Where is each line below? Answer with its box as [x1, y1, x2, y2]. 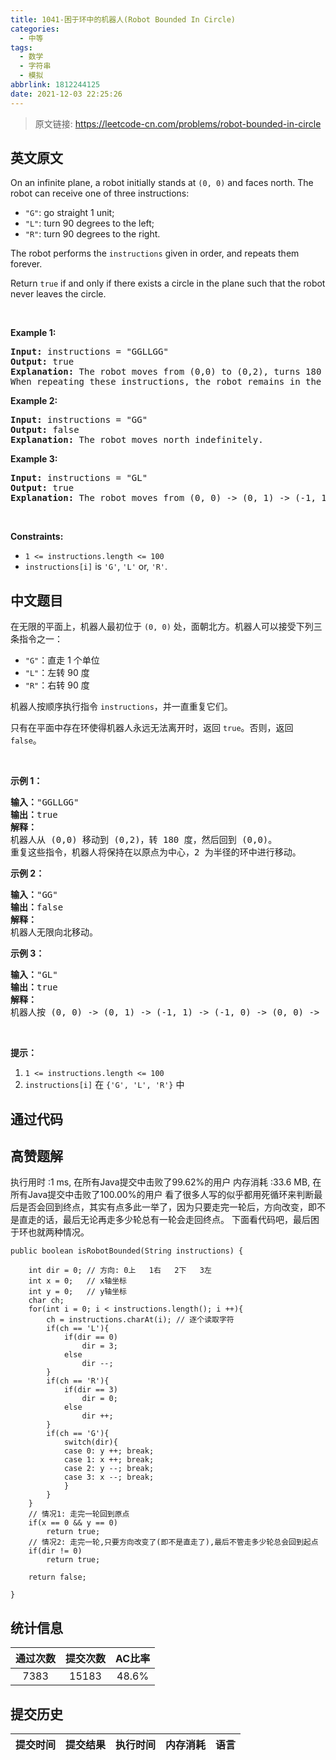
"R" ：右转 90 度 [24, 679, 90, 691]
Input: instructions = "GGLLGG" [10, 346, 169, 358]
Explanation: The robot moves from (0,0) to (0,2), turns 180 [10, 366, 322, 378]
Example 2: [10, 395, 58, 407]
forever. [10, 258, 43, 270]
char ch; [28, 1296, 65, 1306]
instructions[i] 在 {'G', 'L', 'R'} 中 [24, 1079, 185, 1091]
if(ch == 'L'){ [46, 1324, 110, 1334]
